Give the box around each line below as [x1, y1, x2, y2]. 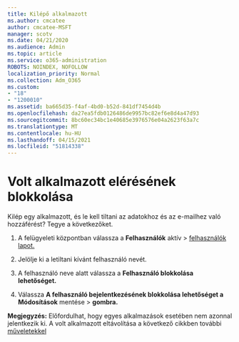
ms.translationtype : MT [7, 123, 78, 130]
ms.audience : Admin [7, 43, 66, 51]
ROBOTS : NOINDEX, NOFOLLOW [7, 63, 88, 71]
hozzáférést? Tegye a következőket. [7, 220, 113, 229]
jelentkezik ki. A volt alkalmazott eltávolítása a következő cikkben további [7, 319, 222, 328]
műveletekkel [7, 327, 47, 336]
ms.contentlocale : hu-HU [7, 130, 81, 137]
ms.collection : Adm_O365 [7, 76, 81, 84]
